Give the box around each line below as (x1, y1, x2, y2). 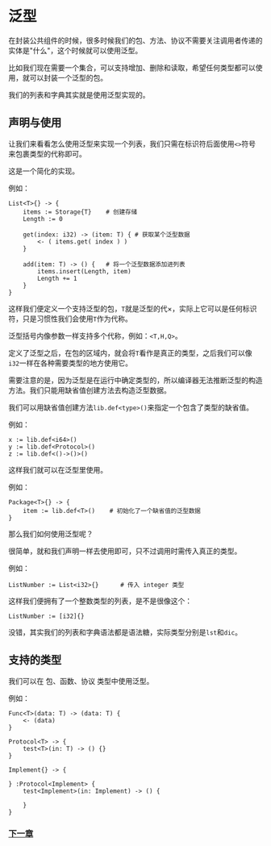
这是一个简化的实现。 (8, 166, 79, 176)
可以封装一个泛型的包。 (29, 73, 107, 82)
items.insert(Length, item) (37, 267, 131, 275)
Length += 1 (37, 274, 78, 282)
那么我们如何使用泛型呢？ (8, 529, 94, 539)
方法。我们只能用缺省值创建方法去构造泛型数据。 (8, 385, 171, 395)
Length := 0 (23, 215, 63, 223)
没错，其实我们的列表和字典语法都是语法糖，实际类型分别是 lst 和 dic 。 (8, 627, 242, 637)
